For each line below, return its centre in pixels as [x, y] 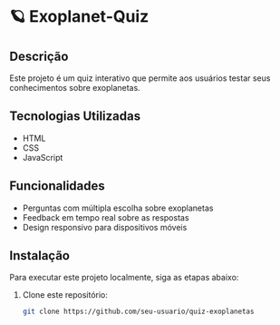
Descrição [39, 56]
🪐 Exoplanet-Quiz [79, 17]
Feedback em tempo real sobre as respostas [106, 217]
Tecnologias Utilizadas [75, 117]
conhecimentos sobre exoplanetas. [75, 88]
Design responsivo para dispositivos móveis [105, 227]
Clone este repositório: [65, 295]
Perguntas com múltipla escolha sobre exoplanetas [118, 208]
